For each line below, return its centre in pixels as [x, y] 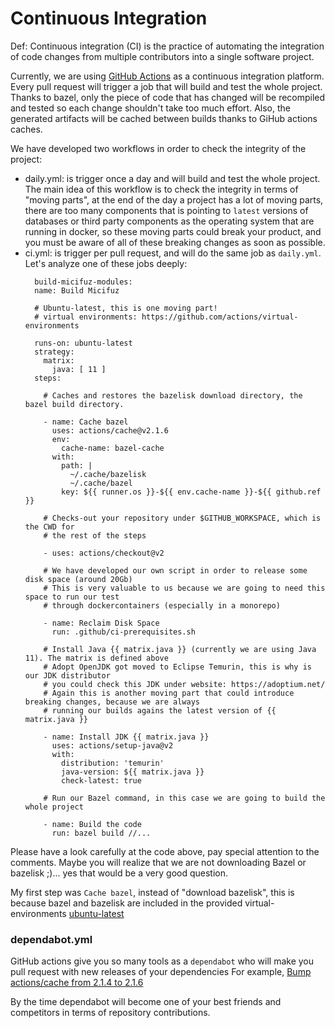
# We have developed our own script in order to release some [175, 570]
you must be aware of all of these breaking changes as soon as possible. [175, 242]
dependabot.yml [51, 939]
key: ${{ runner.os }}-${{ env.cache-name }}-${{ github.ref [191, 492]
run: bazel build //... [101, 833]
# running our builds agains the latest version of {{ [160, 710]
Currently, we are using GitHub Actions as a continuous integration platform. [167, 76]
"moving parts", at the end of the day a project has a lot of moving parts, [174, 199]
